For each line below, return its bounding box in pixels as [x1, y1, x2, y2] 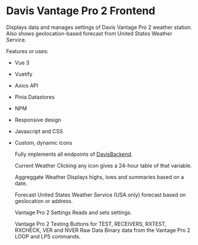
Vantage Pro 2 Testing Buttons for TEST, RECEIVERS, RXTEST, [14, 220, 167, 227]
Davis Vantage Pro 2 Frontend [6, 4, 155, 18]
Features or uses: [6, 47, 49, 54]
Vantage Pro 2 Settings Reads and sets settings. [14, 208, 132, 216]
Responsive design [14, 116, 61, 123]
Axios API [14, 81, 38, 89]
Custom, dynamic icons [14, 139, 73, 146]
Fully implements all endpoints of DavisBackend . [14, 151, 133, 158]
